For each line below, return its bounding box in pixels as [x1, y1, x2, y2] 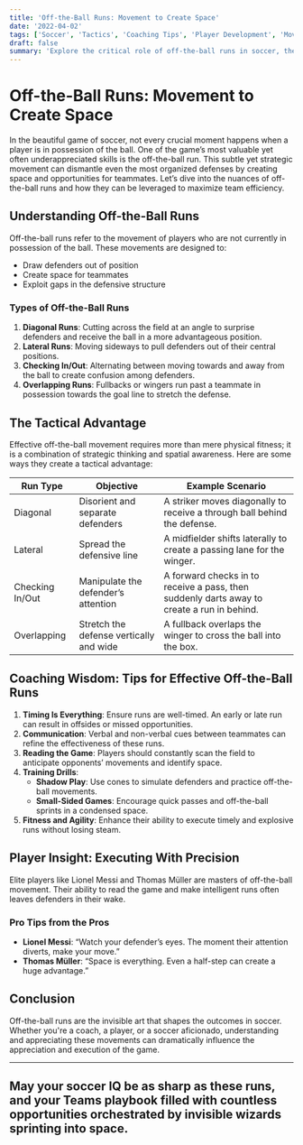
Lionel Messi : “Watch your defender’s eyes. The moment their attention [22, 936, 289, 947]
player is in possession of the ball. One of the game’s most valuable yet [9, 144, 273, 155]
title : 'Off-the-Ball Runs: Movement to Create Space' [9, 13, 220, 23]
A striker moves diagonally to [163, 494, 287, 507]
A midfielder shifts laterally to [163, 531, 288, 544]
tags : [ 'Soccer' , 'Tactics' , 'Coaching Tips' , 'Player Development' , [9, 30, 277, 39]
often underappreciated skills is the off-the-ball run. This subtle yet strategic [9, 154, 293, 165]
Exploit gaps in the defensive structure [22, 279, 167, 290]
